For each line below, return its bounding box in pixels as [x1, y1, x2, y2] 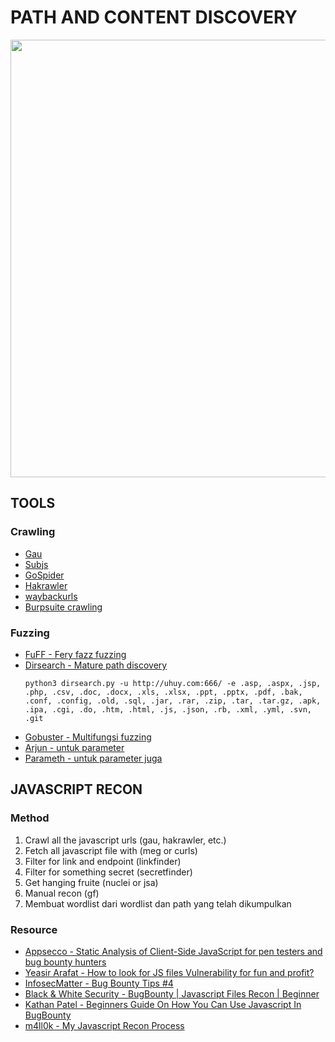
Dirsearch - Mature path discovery [24, 659, 168, 671]
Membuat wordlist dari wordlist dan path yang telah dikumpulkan [24, 897, 292, 910]
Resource [10, 922, 58, 936]
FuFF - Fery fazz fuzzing [24, 648, 127, 660]
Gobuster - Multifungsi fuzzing [24, 731, 152, 743]
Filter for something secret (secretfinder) [24, 866, 193, 878]
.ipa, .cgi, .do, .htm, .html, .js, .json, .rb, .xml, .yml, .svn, [24, 704, 312, 715]
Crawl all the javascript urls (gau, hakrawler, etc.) [24, 834, 227, 846]
